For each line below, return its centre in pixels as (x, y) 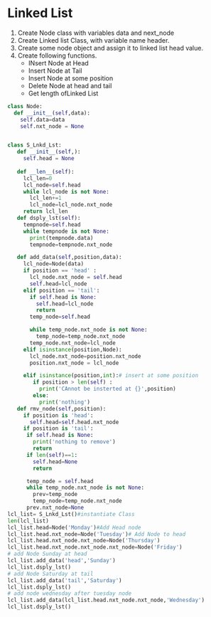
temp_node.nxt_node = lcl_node (72, 343)
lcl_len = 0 (38, 178)
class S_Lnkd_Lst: (34, 145)
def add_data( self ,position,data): (69, 258)
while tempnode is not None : (66, 231)
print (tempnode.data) (61, 238)
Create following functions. (57, 56)
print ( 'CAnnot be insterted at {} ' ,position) (107, 389)
